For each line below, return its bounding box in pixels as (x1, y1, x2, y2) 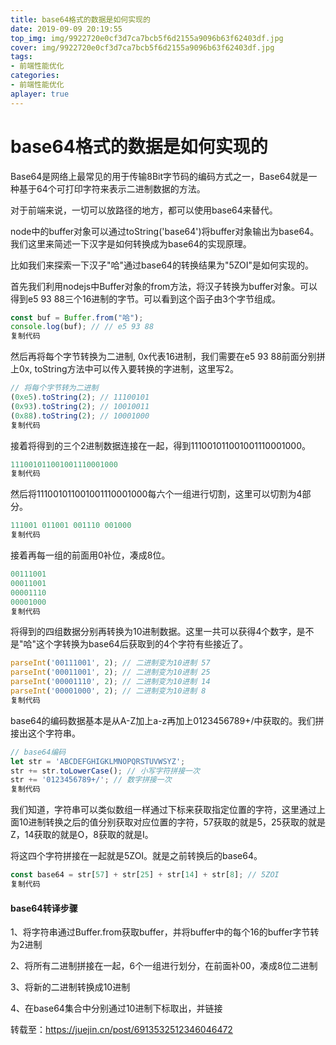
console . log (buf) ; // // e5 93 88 (10, 322, 155, 332)
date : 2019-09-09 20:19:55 (10, 24, 123, 34)
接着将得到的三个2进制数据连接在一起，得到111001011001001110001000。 (10, 439, 311, 451)
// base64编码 (10, 747, 67, 757)
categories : (10, 71, 60, 81)
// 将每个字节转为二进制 (10, 383, 99, 393)
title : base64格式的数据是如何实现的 (10, 14, 151, 25)
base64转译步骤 (10, 902, 78, 914)
